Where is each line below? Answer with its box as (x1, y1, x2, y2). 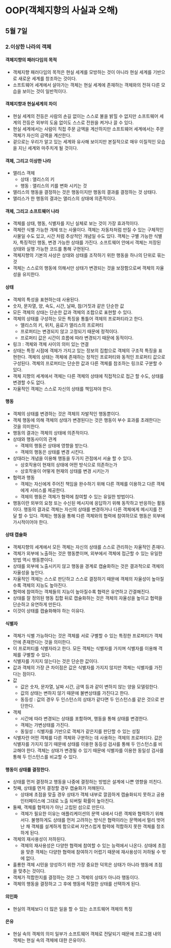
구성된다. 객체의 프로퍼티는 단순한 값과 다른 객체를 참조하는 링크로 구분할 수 (12, 360, 163, 366)
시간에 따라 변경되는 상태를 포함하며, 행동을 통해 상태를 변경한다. (20, 715, 149, 722)
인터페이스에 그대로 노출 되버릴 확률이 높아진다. (20, 798, 115, 804)
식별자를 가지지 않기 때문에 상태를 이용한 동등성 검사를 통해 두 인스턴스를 (12, 741, 157, 747)
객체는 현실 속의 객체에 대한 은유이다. (12, 937, 87, 943)
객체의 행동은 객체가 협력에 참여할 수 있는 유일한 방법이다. (20, 493, 135, 500)
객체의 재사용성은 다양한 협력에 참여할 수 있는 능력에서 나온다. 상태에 (20, 842, 157, 849)
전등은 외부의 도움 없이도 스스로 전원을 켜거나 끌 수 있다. (22, 119, 134, 126)
